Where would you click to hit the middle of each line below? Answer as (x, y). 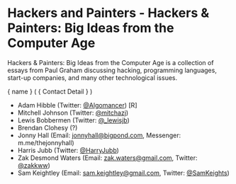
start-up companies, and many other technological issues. (92, 77)
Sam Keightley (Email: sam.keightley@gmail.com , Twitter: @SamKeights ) (124, 173)
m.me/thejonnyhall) (46, 142)
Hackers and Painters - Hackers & (108, 13)
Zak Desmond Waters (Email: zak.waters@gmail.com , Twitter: (107, 158)
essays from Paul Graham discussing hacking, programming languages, (112, 70)
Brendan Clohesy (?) (47, 127)
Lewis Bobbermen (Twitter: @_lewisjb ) (73, 120)
